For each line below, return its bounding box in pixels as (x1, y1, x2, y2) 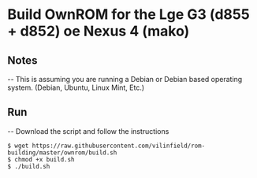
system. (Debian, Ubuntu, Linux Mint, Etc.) (7, 83, 145, 92)
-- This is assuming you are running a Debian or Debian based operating (7, 75, 243, 83)
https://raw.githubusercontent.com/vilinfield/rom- (32, 142, 206, 150)
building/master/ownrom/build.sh (7, 148, 117, 157)
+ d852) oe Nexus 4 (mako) (7, 22, 190, 40)
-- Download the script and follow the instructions (7, 126, 169, 135)
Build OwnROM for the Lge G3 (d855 (7, 6, 250, 24)
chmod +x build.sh (14, 155, 76, 163)
